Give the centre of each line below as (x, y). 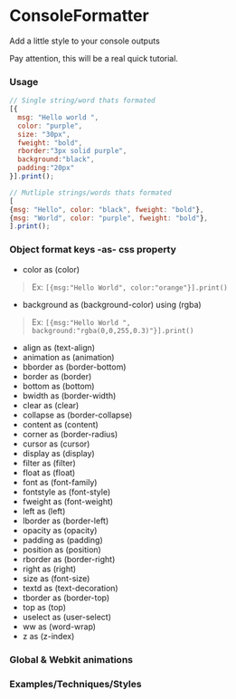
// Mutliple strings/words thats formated (90, 192)
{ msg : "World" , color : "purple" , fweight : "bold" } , (109, 218)
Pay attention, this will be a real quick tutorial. (94, 58)
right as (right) (49, 569)
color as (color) (51, 269)
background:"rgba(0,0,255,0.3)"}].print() (113, 330)
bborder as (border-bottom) (74, 367)
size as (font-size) (56, 578)
